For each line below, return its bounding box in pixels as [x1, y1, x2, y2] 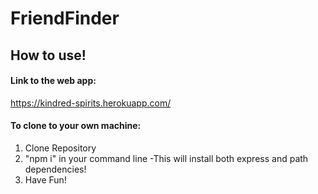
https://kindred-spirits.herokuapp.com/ [10, 97, 172, 109]
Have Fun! [24, 173, 67, 186]
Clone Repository [24, 142, 97, 154]
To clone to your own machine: [10, 120, 142, 132]
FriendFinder [10, 7, 120, 30]
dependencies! [24, 163, 87, 175]
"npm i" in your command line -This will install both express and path [24, 152, 309, 164]
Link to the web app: [10, 75, 97, 87]
